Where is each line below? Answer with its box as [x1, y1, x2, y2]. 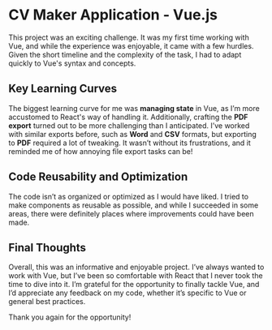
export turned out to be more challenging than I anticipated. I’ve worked [8, 120, 250, 131]
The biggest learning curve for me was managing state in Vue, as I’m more [8, 103, 260, 113]
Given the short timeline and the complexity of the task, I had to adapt [8, 49, 242, 59]
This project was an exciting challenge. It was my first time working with [8, 32, 249, 42]
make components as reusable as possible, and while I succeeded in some [8, 200, 259, 210]
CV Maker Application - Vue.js [8, 6, 218, 24]
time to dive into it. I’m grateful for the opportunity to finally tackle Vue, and [8, 280, 260, 289]
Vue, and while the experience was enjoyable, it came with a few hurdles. [8, 41, 254, 50]
